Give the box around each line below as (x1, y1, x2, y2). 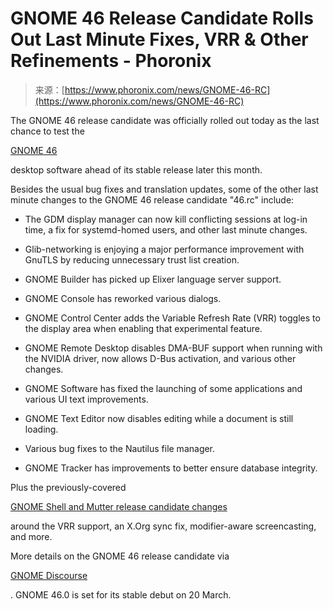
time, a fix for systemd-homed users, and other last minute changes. (24, 223, 308, 236)
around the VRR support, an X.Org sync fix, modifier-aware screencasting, (10, 520, 317, 532)
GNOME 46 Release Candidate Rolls (10, 7, 314, 30)
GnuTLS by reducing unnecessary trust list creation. (24, 253, 240, 266)
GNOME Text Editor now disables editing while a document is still (24, 412, 294, 424)
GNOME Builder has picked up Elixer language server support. (24, 273, 282, 285)
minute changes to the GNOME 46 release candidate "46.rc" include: (10, 193, 295, 206)
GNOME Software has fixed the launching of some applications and (24, 382, 303, 394)
